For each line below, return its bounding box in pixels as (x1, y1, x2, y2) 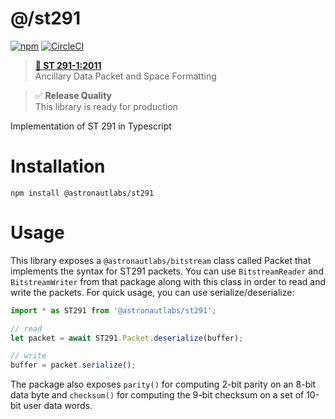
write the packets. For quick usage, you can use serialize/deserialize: (10, 286, 295, 298)
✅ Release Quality (34, 89, 113, 101)
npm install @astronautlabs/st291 (10, 188, 155, 198)
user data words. (23, 400, 93, 412)
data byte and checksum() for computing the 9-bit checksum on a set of (10, 389, 305, 401)
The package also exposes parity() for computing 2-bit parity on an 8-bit (10, 378, 317, 391)
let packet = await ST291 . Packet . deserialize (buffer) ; (10, 333, 244, 343)
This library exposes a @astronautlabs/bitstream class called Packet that (10, 254, 312, 266)
